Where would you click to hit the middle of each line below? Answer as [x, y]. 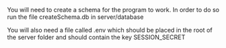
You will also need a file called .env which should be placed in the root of [110, 30]
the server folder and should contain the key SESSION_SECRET [96, 37]
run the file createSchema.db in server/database [75, 17]
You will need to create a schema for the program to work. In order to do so [113, 10]
